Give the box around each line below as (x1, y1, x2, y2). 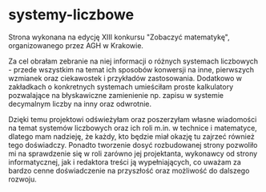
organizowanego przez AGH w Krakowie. (8, 40, 144, 50)
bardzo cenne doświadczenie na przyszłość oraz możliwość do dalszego (8, 165, 250, 175)
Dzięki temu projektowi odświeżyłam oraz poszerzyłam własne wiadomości (8, 114, 257, 124)
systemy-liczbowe (8, 6, 135, 24)
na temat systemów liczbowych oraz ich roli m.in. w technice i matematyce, (8, 123, 258, 133)
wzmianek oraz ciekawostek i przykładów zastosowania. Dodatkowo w (8, 73, 243, 83)
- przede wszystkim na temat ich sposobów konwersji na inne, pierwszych (8, 64, 255, 74)
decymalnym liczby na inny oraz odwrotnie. (8, 99, 152, 108)
